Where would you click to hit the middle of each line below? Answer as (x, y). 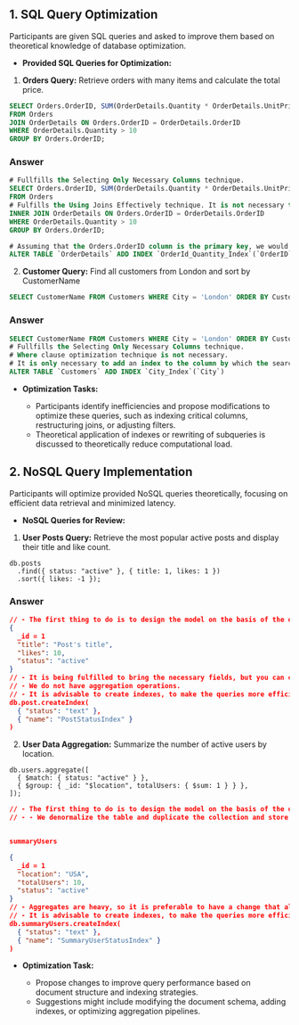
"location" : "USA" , (53, 874)
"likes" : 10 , (41, 653)
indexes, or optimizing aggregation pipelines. (118, 1012)
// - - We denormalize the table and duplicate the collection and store (149, 818)
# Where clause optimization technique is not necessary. (119, 356)
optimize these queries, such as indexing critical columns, (141, 415)
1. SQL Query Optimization (84, 15)
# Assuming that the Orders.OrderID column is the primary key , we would (149, 246)
